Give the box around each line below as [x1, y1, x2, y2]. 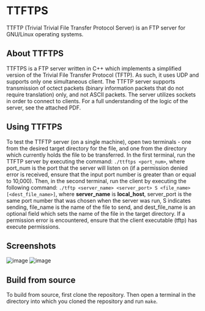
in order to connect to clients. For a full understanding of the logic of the [6, 97, 188, 104]
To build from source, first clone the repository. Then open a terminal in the [6, 291, 196, 299]
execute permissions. [6, 222, 61, 230]
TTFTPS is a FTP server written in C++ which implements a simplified [6, 65, 182, 72]
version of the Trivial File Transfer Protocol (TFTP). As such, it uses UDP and [6, 71, 199, 79]
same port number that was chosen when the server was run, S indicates [6, 197, 191, 204]
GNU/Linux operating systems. [6, 30, 84, 37]
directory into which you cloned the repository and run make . [6, 297, 158, 305]
